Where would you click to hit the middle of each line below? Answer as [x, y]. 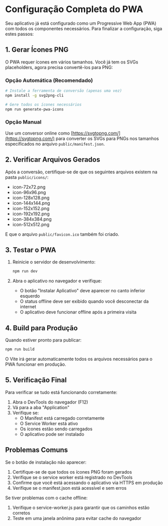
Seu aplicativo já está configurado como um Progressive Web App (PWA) [81, 23]
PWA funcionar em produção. [36, 364]
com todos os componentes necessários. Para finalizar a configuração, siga [84, 28]
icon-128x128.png [31, 198]
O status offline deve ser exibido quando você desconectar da [84, 301]
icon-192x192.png [31, 214]
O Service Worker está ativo [49, 423]
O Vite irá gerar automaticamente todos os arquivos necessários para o [79, 359]
